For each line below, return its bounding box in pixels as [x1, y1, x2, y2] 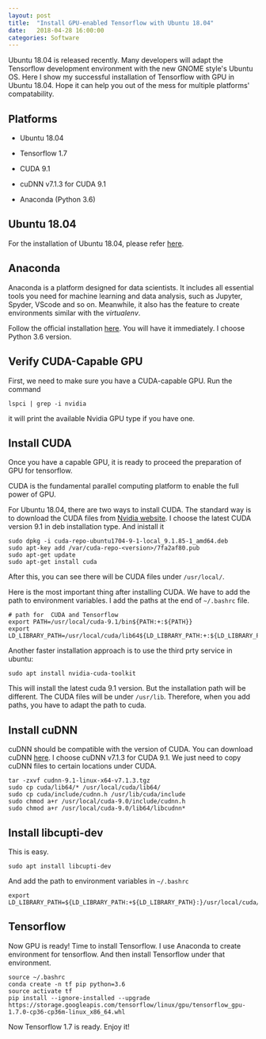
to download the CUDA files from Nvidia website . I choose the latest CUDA [8, 513, 252, 523]
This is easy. [8, 846, 49, 857]
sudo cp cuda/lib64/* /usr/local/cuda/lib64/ [8, 784, 161, 792]
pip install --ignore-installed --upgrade [8, 994, 150, 1002]
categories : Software [8, 33, 80, 42]
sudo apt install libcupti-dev [8, 862, 112, 870]
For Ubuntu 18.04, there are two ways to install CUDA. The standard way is [8, 505, 252, 515]
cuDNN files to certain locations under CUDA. [8, 761, 157, 771]
